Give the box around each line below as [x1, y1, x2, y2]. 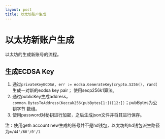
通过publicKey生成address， [12, 94, 70, 100]
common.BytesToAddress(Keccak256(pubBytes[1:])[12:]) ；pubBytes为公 [12, 100, 158, 106]
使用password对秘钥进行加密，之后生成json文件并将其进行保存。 [12, 112, 144, 118]
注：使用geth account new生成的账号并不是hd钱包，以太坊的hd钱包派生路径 [5, 122, 160, 128]
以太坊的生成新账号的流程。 [5, 52, 62, 57]
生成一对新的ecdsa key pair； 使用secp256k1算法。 [12, 87, 117, 93]
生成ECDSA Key [5, 67, 54, 76]
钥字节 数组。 [12, 106, 40, 112]
